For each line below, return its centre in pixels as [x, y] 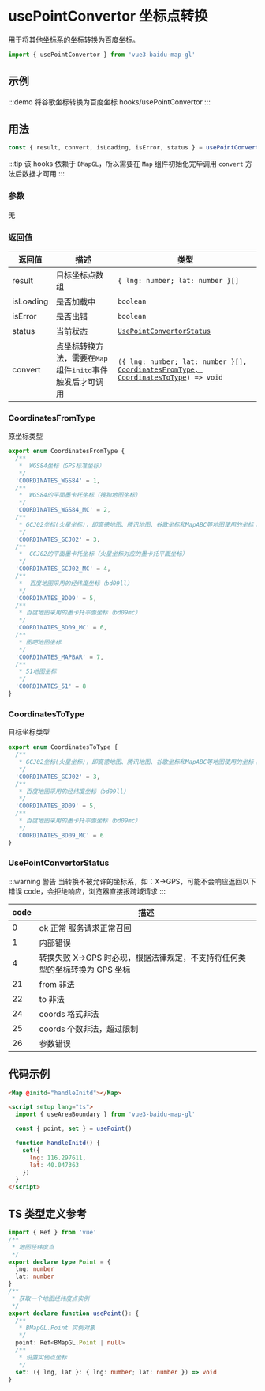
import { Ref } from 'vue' [52, 1233]
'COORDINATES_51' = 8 [51, 686]
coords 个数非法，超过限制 [89, 1029]
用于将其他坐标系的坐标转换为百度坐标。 [74, 40]
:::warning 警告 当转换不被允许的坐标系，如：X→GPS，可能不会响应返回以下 [132, 881]
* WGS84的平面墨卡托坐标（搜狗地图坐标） [80, 495]
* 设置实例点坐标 [43, 1357]
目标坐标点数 [80, 275]
